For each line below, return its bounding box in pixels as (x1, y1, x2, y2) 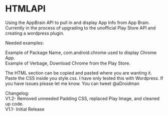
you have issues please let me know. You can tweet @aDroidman (5, 80, 139, 86)
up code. (5, 100, 24, 106)
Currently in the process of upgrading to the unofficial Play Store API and (5, 24, 156, 30)
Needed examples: (5, 39, 44, 45)
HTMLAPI (5, 3, 46, 14)
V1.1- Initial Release (5, 106, 45, 112)
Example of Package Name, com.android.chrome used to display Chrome (5, 49, 157, 55)
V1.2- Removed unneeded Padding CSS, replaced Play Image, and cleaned (5, 95, 159, 101)
